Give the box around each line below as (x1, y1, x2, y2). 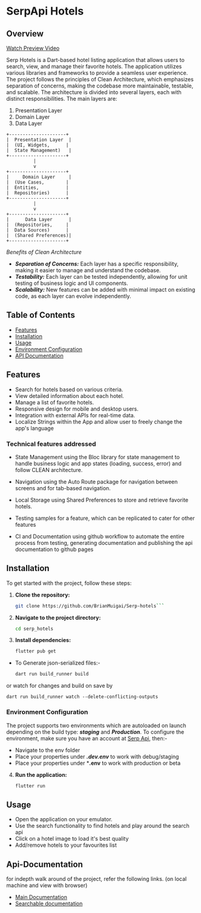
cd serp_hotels (15, 626, 54, 632)
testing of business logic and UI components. (15, 279, 128, 287)
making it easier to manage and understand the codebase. (15, 267, 161, 274)
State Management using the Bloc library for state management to (15, 453, 180, 460)
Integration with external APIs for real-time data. (15, 411, 136, 419)
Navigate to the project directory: (15, 614, 101, 621)
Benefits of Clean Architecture (6, 248, 82, 256)
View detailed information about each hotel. (15, 392, 124, 399)
